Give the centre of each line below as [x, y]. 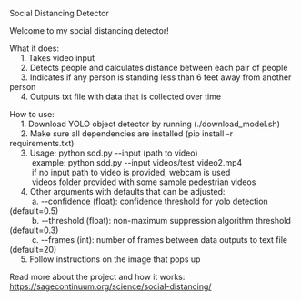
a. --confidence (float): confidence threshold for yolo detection [150, 201]
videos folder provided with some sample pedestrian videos [144, 182]
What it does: [34, 48]
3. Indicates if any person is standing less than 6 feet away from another [156, 77]
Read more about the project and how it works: [97, 277]
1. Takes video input [58, 58]
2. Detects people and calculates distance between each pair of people [154, 68]
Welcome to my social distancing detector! [90, 30]
